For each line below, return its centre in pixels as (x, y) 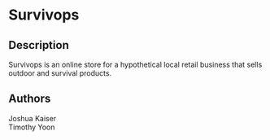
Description (39, 45)
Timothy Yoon (32, 127)
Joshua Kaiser (33, 118)
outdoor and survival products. (60, 73)
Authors (30, 99)
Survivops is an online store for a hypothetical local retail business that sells (135, 64)
